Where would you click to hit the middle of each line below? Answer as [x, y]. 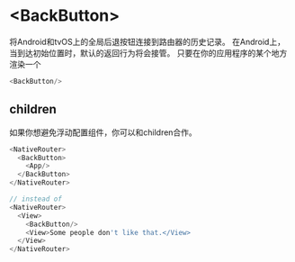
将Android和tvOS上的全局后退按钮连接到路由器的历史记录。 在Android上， [147, 41]
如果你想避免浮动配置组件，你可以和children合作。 [103, 132]
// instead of [36, 199]
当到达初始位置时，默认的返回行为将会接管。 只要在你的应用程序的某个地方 [148, 53]
